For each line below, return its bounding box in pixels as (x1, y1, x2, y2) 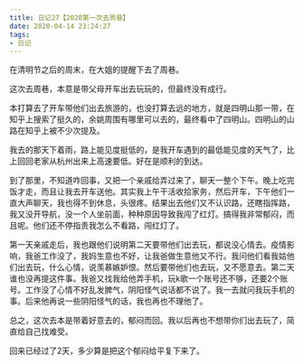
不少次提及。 (56, 126, 105, 136)
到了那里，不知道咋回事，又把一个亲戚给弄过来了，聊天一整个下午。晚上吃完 (9, 175, 295, 186)
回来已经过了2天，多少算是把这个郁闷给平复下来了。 (9, 345, 205, 357)
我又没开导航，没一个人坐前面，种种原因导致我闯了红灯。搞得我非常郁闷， (9, 209, 287, 219)
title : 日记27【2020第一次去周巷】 (9, 13, 129, 23)
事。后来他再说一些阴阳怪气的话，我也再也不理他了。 (9, 295, 208, 307)
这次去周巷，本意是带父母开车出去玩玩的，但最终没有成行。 (9, 83, 232, 95)
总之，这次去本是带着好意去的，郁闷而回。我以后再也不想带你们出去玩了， (9, 315, 287, 326)
